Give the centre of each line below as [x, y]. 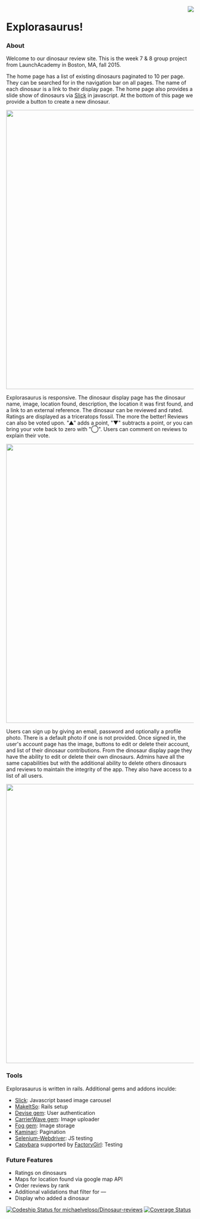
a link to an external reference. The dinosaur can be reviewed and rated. [95, 410]
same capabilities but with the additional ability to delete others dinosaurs [96, 763]
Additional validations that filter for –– [60, 1192]
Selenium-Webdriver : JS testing [54, 1138]
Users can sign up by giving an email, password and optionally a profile [94, 731]
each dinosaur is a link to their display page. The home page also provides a [99, 89]
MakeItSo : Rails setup [41, 1106]
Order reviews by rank [42, 1186]
